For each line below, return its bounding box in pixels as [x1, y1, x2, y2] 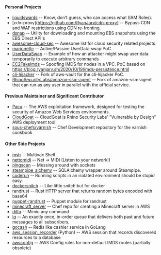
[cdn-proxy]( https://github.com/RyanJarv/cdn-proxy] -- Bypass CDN [12, 20, 150, 26]
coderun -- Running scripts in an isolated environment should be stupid [12, 172, 155, 178]
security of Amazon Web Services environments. [12, 109, 110, 115]
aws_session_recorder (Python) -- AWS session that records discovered [12, 229, 157, 235]
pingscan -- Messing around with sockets [12, 162, 96, 168]
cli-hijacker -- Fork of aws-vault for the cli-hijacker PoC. [12, 72, 125, 77]
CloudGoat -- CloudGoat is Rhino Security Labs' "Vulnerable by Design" [12, 114, 156, 120]
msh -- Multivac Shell [12, 151, 55, 158]
